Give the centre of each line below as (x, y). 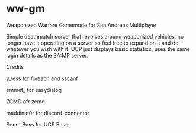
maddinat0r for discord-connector (48, 113)
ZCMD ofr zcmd (26, 101)
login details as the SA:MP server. (47, 55)
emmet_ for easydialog (34, 90)
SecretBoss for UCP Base (37, 124)
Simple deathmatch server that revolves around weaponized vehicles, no (95, 36)
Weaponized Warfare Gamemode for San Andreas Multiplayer (81, 25)
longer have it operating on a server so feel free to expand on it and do (92, 43)
